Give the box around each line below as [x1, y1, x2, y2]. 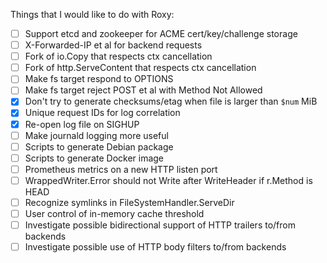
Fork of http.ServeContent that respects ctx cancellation [24, 62, 257, 74]
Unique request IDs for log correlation [24, 107, 181, 119]
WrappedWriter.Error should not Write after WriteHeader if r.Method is [24, 174, 313, 186]
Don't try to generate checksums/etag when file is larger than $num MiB [24, 95, 318, 108]
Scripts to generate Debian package [24, 140, 174, 153]
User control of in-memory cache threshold [24, 207, 205, 219]
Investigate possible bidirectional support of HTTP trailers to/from [24, 219, 296, 231]
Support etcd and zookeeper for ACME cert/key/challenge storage [24, 28, 298, 39]
